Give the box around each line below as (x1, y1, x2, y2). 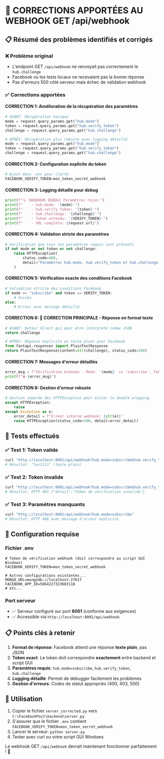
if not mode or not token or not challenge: (5, 246, 97, 251)
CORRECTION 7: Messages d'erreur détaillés (5, 358, 98, 364)
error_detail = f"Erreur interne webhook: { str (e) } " (14, 414, 123, 419)
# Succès (14, 295, 32, 300)
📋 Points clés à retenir (5, 629, 75, 637)
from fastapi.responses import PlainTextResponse (5, 344, 108, 349)
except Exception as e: (5, 409, 54, 414)
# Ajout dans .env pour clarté (5, 172, 69, 177)
